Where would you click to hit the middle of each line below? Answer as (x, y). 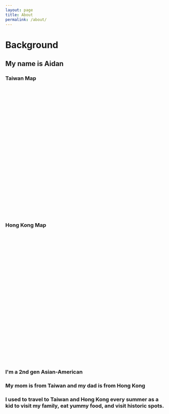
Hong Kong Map (26, 225)
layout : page (19, 10)
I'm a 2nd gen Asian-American (44, 372)
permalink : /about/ (26, 19)
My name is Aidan (35, 64)
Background (32, 45)
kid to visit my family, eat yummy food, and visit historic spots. (85, 406)
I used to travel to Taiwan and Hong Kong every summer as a (82, 400)
